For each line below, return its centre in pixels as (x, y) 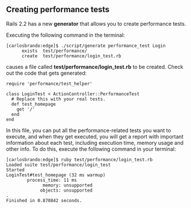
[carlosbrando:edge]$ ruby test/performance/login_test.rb (79, 160)
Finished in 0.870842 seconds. (44, 200)
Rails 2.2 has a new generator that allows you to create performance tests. (96, 23)
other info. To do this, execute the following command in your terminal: (91, 149)
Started (15, 170)
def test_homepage (34, 104)
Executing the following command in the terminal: (66, 35)
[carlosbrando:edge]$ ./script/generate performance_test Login (86, 46)
